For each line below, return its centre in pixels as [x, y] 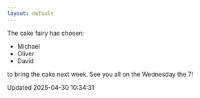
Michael [28, 46]
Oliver [26, 53]
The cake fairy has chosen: [46, 33]
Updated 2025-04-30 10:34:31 [51, 87]
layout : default [30, 13]
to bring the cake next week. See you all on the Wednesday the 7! [100, 74]
